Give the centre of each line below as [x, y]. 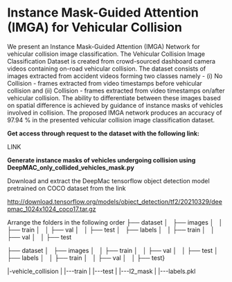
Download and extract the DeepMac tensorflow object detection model [108, 180]
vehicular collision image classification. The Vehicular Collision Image [106, 54]
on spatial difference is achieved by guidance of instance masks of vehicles [115, 105]
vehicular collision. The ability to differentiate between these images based [114, 97]
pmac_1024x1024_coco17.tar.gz [52, 209]
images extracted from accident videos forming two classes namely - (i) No [115, 76]
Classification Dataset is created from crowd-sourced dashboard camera [111, 61]
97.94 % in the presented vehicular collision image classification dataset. [111, 120]
